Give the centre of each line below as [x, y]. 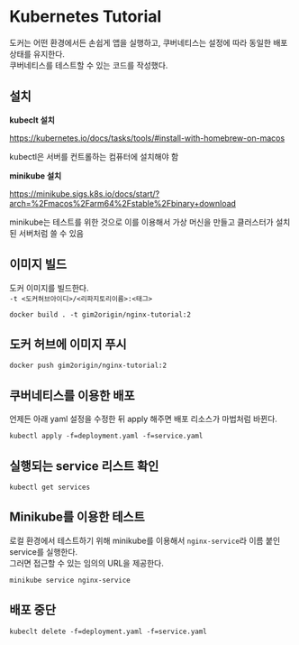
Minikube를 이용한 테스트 [77, 517]
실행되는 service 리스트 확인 [84, 466]
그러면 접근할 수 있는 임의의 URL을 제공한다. [86, 563]
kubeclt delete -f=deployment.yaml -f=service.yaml [108, 631]
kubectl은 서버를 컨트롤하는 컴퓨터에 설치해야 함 [94, 156]
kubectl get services [50, 487]
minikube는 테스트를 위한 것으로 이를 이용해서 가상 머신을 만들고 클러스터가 [141, 222]
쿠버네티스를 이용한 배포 [72, 396]
